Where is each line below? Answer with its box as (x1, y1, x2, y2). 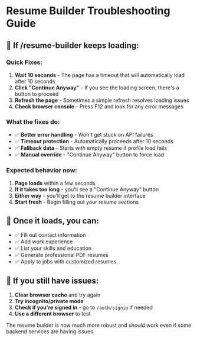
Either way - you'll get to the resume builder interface (14, 192, 146, 200)
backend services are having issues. (6, 328, 95, 335)
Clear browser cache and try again (14, 291, 101, 298)
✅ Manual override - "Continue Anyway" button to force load (14, 151, 165, 158)
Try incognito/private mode (14, 298, 84, 305)
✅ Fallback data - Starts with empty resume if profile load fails (14, 144, 167, 152)
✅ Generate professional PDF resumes (14, 252, 109, 259)
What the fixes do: (6, 117, 60, 126)
